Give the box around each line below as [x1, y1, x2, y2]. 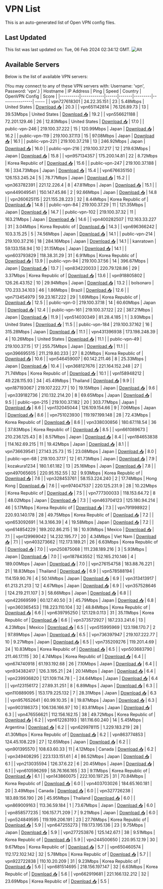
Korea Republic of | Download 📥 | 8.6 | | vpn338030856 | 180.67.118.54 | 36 [5, 419, 157, 425]
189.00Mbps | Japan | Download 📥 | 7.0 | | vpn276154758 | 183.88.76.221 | [5, 560, 155, 567]
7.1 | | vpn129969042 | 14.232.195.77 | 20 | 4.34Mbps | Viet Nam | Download [5, 533, 157, 539]
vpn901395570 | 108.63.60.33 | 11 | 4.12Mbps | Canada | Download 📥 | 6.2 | [5, 746, 156, 752]
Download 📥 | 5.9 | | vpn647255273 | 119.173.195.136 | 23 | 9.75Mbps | [5, 822, 146, 828]
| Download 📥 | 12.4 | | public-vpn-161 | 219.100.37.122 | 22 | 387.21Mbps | [5, 307, 153, 313]
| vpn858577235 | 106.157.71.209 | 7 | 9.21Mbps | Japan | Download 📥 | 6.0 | [5, 809, 158, 815]
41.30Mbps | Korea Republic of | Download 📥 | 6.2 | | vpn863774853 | [5, 732, 146, 737]
